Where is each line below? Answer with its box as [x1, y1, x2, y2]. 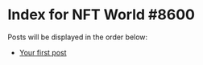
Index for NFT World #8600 [7, 6, 195, 24]
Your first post [19, 47, 67, 57]
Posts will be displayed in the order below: [7, 32, 148, 42]
